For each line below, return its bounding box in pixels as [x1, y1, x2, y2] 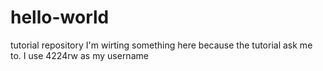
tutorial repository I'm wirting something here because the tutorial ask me [10, 39, 313, 51]
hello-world [10, 6, 110, 29]
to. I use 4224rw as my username [10, 49, 149, 61]
